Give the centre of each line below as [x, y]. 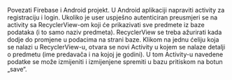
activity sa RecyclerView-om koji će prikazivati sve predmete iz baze [106, 25]
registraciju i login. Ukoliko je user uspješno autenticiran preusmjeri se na [113, 17]
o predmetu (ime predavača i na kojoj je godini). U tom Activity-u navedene [115, 54]
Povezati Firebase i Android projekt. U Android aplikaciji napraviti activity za [116, 10]
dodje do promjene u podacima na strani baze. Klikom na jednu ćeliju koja [113, 40]
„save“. [17, 69]
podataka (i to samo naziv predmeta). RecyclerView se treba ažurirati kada [115, 32]
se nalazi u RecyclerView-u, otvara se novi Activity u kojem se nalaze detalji [116, 47]
